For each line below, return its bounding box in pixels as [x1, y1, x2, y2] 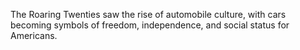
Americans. [10, 30, 58, 41]
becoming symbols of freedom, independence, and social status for [10, 19, 290, 31]
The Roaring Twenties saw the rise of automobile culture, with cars [10, 9, 287, 20]
